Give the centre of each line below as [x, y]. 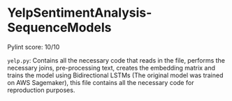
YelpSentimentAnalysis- [80, 13]
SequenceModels [59, 28]
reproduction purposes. [41, 90]
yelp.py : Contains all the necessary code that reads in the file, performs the [116, 60]
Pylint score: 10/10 [34, 47]
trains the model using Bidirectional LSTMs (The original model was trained [115, 75]
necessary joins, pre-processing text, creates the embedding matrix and [111, 68]
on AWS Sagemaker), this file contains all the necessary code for [101, 82]
